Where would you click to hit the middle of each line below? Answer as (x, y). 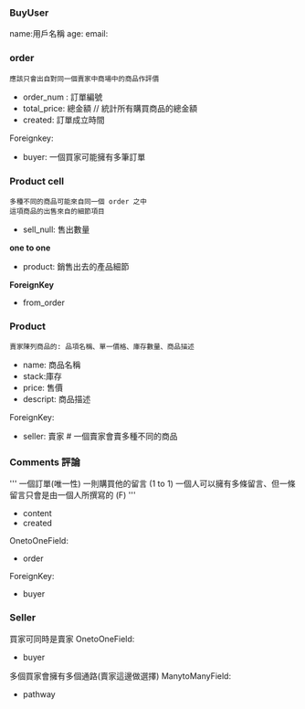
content (37, 513)
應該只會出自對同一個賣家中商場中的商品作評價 (84, 79)
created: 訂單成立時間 (63, 120)
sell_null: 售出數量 (56, 229)
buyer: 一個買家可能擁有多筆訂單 (84, 156)
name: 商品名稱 (52, 365)
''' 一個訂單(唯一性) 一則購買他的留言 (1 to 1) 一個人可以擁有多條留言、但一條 (152, 484)
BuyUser (29, 13)
